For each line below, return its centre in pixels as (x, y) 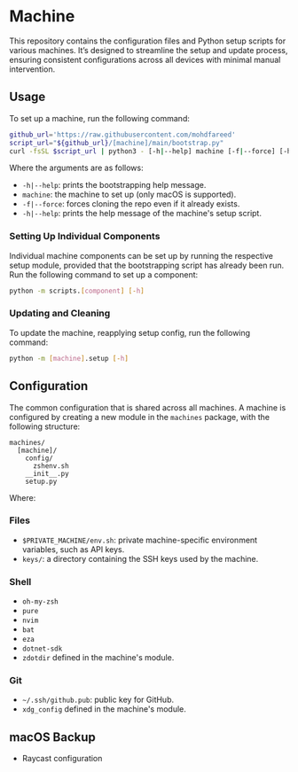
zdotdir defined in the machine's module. (98, 658)
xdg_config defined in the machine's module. (104, 709)
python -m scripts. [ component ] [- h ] (77, 291)
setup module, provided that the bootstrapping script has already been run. (147, 265)
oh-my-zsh (40, 602)
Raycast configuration (62, 759)
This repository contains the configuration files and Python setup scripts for (148, 41)
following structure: (45, 426)
